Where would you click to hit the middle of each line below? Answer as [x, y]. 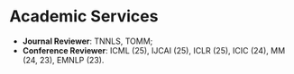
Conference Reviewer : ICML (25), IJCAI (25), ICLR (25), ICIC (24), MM [154, 50]
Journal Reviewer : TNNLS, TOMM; [87, 41]
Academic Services [84, 16]
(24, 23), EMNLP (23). [63, 60]
